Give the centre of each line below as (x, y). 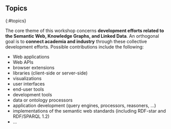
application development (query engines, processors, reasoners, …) (84, 105)
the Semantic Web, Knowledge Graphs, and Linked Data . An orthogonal (82, 36)
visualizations (27, 78)
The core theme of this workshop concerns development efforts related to (85, 31)
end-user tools (28, 89)
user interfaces (29, 84)
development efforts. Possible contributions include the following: (75, 47)
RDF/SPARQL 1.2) (31, 116)
